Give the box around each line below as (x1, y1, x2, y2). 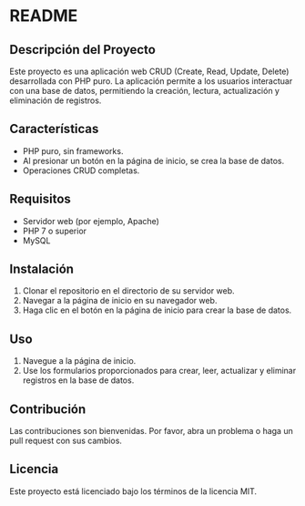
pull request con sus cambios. (9, 435, 123, 447)
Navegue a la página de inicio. (22, 356, 137, 367)
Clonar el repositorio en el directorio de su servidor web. (22, 285, 235, 296)
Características (9, 121, 99, 137)
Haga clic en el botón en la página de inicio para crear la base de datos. (22, 305, 292, 315)
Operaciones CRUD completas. (22, 165, 140, 176)
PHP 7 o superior (22, 225, 87, 236)
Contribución (9, 401, 86, 417)
